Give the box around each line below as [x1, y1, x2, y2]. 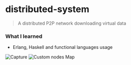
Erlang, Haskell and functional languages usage [12, 44, 113, 50]
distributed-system [5, 4, 90, 15]
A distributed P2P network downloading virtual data [17, 20, 126, 26]
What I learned [5, 33, 42, 40]
